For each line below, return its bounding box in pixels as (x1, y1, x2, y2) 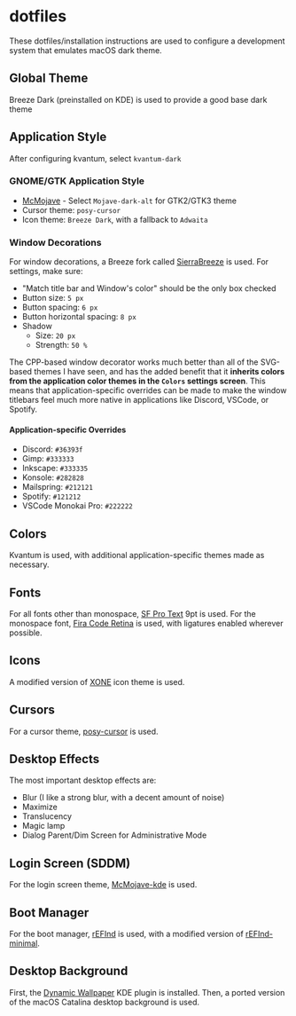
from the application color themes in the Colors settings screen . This (9, 375, 266, 387)
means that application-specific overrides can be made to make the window (9, 385, 287, 396)
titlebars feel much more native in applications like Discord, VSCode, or (9, 395, 269, 406)
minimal (9, 938, 38, 949)
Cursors (9, 703, 56, 718)
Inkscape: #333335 (21, 463, 89, 474)
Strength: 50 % (35, 340, 88, 350)
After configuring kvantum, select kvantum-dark (9, 153, 182, 163)
